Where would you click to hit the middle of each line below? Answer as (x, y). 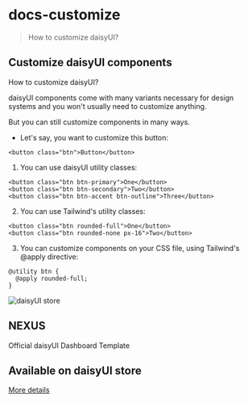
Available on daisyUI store (75, 370)
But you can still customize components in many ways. (99, 122)
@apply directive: (49, 257)
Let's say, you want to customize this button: (94, 137)
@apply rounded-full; (52, 278)
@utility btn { (34, 271)
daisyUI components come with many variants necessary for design (121, 98)
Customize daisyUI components (90, 63)
